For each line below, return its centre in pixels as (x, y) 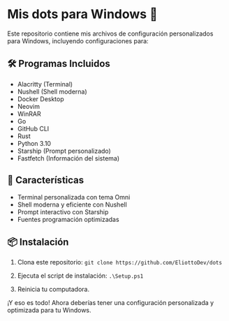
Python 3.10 (34, 143)
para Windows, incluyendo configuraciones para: (78, 40)
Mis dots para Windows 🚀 (83, 14)
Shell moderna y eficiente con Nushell (72, 204)
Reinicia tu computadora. (53, 290)
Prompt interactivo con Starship (63, 211)
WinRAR (29, 114)
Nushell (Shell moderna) (52, 91)
